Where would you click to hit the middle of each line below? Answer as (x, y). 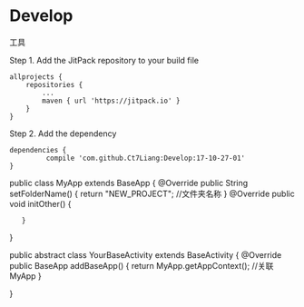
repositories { (54, 84)
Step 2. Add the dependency (63, 134)
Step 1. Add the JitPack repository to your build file (104, 60)
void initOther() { (40, 203)
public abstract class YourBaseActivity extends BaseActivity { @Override (146, 254)
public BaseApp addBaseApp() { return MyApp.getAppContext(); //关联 (142, 265)
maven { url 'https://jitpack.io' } (111, 101)
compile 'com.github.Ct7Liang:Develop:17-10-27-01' (146, 158)
